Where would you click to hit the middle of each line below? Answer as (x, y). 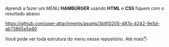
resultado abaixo (23, 14)
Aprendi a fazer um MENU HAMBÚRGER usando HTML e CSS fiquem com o (85, 8)
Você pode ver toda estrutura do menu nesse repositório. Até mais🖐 (77, 39)
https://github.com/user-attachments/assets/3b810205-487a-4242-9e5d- (82, 23)
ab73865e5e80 (21, 29)
